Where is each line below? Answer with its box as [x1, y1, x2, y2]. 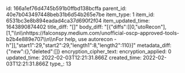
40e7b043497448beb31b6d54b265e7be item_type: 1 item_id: [6, 11, 155, 18]
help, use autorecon [65, 36, 113, 42]
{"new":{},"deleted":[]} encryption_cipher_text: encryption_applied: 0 [6, 48, 172, 54]
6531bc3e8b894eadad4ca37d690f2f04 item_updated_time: [6, 17, 150, 24]
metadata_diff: [137, 42, 172, 49]
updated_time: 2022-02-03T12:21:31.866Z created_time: [6, 54, 142, 61]
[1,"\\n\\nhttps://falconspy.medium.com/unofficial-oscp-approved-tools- [6, 30, 180, 36]
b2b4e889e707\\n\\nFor [6, 36, 64, 42]
